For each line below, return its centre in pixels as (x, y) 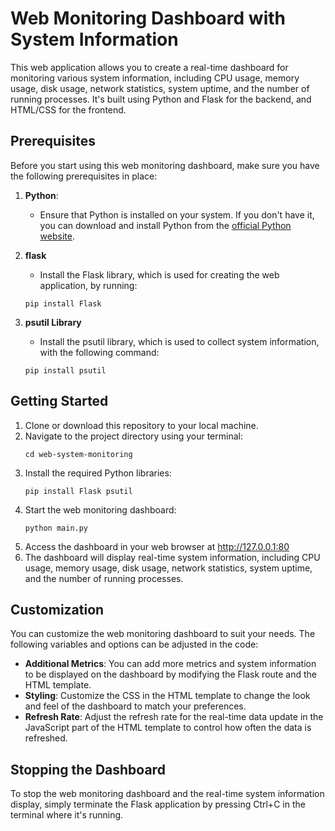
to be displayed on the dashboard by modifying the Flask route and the (171, 674)
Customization (57, 609)
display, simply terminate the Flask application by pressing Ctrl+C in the (158, 804)
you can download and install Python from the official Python (165, 225)
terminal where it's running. (67, 815)
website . (57, 236)
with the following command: (99, 352)
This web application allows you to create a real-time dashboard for (149, 67)
